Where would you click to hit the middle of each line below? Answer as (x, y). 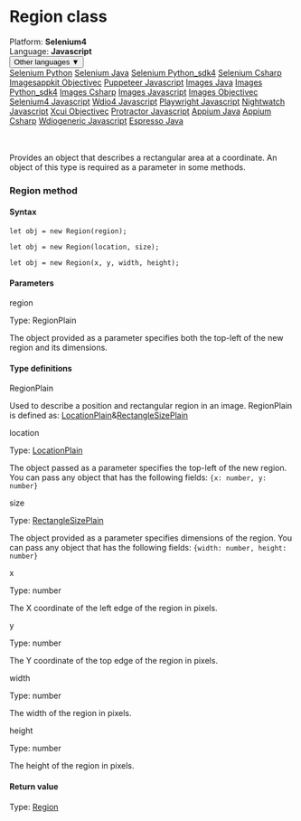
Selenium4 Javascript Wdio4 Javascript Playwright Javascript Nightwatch (147, 101)
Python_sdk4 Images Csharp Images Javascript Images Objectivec (134, 91)
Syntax (23, 212)
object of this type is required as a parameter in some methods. (127, 167)
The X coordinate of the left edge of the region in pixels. (114, 609)
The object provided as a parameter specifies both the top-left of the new (146, 338)
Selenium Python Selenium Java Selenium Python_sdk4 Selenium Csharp (146, 72)
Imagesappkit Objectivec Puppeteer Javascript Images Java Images (136, 82)
